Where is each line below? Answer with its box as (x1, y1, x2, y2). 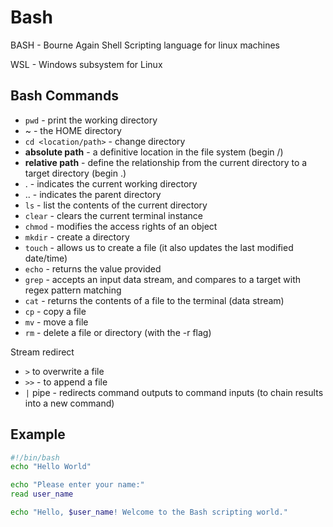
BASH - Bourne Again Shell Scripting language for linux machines (10, 39, 281, 51)
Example (10, 426, 66, 443)
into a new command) (24, 397, 115, 409)
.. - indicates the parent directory (24, 188, 162, 200)
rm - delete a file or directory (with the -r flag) (24, 326, 212, 338)
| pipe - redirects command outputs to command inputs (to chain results (24, 386, 324, 398)
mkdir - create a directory (24, 231, 130, 243)
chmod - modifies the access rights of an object (24, 220, 218, 232)
